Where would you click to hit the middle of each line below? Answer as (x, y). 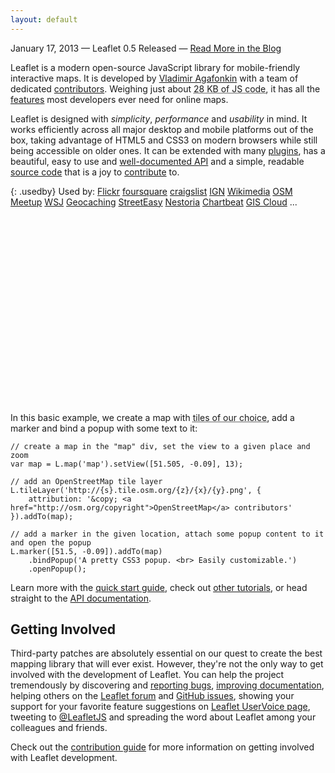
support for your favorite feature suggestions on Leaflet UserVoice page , (160, 707)
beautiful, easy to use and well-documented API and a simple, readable (157, 161)
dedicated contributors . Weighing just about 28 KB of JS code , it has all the (165, 88)
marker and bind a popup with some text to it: (104, 428)
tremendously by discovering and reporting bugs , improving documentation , (167, 685)
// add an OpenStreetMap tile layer (86, 481)
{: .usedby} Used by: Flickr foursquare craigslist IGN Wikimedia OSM (151, 191)
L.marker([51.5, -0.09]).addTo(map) (86, 551)
